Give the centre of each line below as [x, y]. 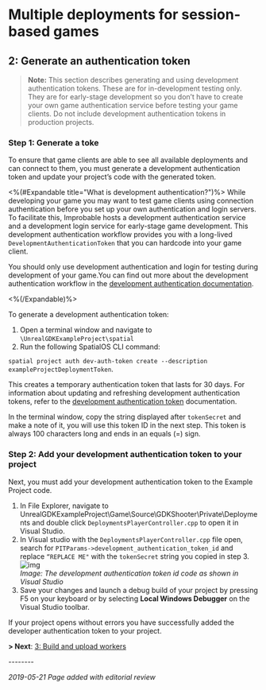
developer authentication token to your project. [85, 630]
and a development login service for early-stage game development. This [128, 226]
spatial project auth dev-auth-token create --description [108, 362]
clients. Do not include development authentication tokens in [127, 114]
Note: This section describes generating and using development [133, 80]
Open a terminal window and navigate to [86, 330]
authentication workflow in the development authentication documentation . [131, 284]
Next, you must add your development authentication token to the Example [131, 482]
